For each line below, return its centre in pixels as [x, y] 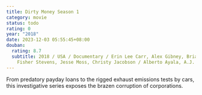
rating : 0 [19, 29]
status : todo [23, 23]
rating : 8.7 [27, 51]
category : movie [26, 17]
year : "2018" [23, 34]
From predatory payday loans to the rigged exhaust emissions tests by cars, [100, 79]
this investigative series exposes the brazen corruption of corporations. [95, 85]
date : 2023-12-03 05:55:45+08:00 [48, 40]
